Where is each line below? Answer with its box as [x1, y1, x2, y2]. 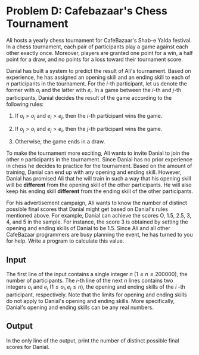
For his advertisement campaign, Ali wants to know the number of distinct [6, 199, 188, 207]
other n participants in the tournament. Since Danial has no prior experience [6, 156, 192, 163]
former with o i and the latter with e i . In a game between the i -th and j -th [6, 86, 182, 95]
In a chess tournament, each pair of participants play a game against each [6, 43, 189, 50]
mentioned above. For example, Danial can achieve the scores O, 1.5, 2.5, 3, [6, 212, 192, 219]
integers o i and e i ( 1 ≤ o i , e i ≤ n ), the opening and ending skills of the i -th [6, 283, 186, 292]
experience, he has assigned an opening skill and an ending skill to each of [6, 74, 191, 81]
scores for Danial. [6, 343, 49, 350]
